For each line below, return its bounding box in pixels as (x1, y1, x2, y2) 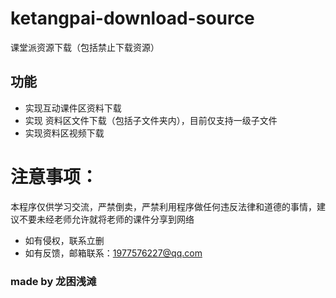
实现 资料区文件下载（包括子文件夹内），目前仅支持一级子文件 (24, 114, 278, 126)
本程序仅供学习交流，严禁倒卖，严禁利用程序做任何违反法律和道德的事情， (10, 200, 317, 212)
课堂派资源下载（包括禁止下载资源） (10, 41, 160, 53)
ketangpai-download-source (10, 7, 255, 30)
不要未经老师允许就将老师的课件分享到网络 (18, 213, 195, 225)
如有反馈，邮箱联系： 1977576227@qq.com (24, 247, 203, 259)
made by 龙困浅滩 (10, 274, 97, 288)
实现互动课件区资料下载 (24, 102, 122, 114)
